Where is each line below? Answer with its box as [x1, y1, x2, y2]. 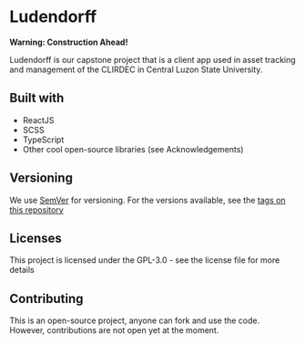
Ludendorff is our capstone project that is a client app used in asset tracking [9, 54, 296, 65]
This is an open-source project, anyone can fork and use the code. [9, 315, 260, 326]
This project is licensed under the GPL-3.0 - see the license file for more [9, 255, 280, 266]
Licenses [9, 230, 62, 246]
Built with [9, 90, 65, 106]
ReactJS [22, 114, 55, 125]
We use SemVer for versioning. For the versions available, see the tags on [9, 194, 286, 205]
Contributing [9, 290, 84, 307]
